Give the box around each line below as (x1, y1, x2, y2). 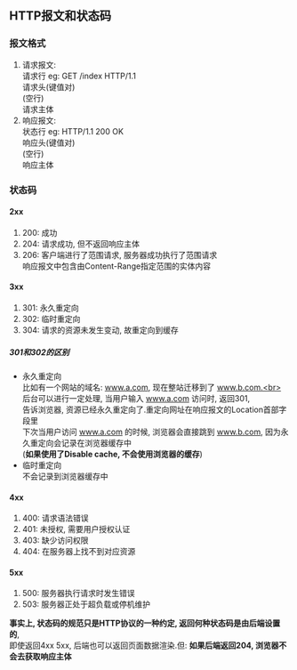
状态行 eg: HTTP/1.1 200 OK (21, 125, 124, 136)
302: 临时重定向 (21, 314, 81, 325)
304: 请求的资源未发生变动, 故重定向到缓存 (21, 325, 180, 335)
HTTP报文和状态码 (9, 8, 112, 24)
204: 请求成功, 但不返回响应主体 (21, 238, 140, 249)
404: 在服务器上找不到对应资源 (21, 546, 136, 557)
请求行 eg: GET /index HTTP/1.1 (21, 70, 136, 81)
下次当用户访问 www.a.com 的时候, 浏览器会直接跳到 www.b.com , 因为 (21, 426, 282, 437)
